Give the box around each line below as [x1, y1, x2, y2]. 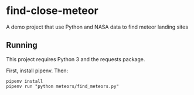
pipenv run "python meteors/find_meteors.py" [6, 83, 119, 89]
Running [6, 40, 38, 50]
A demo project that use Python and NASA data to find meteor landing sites [6, 23, 189, 30]
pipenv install [6, 78, 43, 84]
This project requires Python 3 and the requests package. [6, 55, 145, 62]
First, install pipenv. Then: [6, 67, 69, 74]
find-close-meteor [6, 4, 98, 17]
